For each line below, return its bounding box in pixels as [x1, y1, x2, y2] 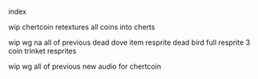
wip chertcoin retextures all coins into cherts [8, 22, 155, 31]
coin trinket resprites [8, 46, 77, 55]
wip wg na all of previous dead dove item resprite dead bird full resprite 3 [8, 38, 251, 47]
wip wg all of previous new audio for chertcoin [8, 61, 162, 71]
